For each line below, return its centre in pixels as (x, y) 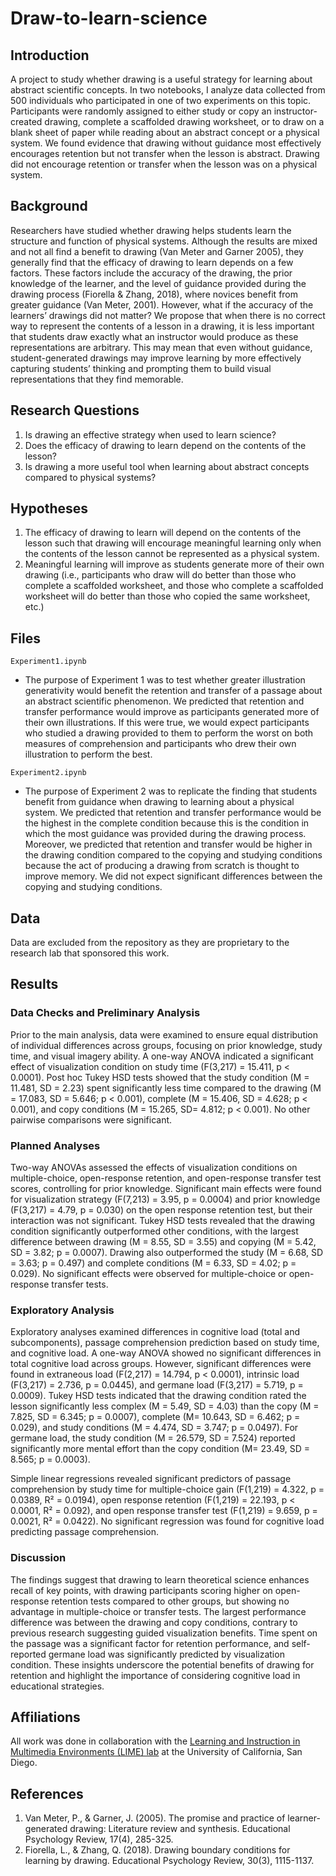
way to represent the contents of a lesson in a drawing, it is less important (162, 326)
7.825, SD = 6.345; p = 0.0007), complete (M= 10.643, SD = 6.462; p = (155, 1417)
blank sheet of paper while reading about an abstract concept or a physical (165, 132)
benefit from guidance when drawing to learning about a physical (159, 802)
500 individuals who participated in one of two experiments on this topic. (161, 100)
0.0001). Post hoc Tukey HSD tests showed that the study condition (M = (160, 1077)
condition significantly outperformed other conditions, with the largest (154, 1231)
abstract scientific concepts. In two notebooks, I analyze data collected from (168, 90)
